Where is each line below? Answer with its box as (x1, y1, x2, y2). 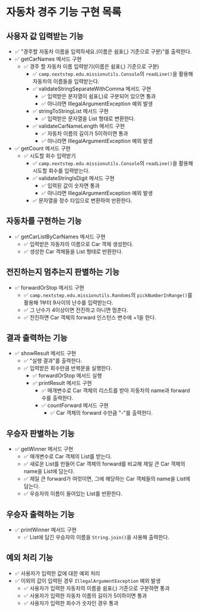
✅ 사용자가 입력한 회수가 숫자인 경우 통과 (23, 599, 119, 607)
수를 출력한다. (41, 394, 74, 402)
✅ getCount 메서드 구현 (14, 145, 71, 152)
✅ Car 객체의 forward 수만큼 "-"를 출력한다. (50, 409, 153, 417)
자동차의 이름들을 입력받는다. (32, 78, 100, 85)
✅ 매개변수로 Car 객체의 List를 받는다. (23, 453, 112, 460)
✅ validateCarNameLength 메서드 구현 (32, 123, 125, 129)
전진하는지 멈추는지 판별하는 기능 (6, 267, 120, 277)
